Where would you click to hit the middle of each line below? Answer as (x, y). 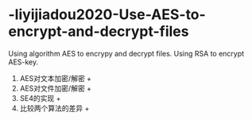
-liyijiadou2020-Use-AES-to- (107, 15)
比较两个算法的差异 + (54, 108)
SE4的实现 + (40, 98)
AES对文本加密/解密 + (56, 78)
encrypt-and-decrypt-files (99, 31)
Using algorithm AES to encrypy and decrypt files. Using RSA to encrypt (126, 53)
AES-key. (23, 62)
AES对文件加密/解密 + (56, 88)
